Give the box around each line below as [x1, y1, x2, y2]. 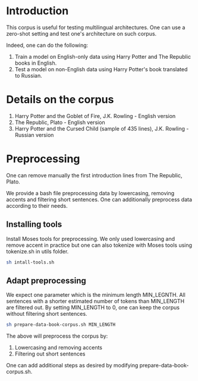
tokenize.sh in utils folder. [6, 247, 69, 255]
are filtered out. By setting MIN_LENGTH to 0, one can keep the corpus [6, 304, 180, 311]
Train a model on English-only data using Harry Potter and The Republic [14, 53, 191, 60]
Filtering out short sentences [14, 350, 86, 357]
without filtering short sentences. [6, 310, 87, 317]
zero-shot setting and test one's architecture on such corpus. [6, 30, 157, 37]
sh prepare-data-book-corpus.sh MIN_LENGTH [6, 322, 116, 328]
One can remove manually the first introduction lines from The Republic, [6, 172, 183, 179]
